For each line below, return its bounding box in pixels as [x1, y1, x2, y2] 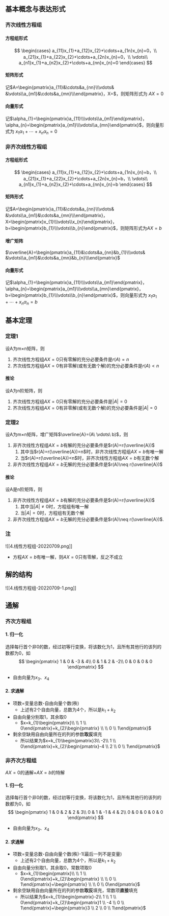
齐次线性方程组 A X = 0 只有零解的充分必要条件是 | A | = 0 [12, 398, 127, 405]
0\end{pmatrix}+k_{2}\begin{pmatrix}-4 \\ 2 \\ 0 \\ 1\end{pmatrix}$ [20, 743, 160, 749]
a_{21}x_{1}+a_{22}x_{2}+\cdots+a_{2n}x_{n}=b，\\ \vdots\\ [23, 175, 148, 181]
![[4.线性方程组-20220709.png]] [5, 543, 73, 549]
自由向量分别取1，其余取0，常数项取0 [12, 865, 92, 871]
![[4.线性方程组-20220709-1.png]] [5, 584, 76, 591]
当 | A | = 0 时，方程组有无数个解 [20, 510, 85, 516]
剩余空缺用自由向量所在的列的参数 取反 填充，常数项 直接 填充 [12, 887, 138, 894]
